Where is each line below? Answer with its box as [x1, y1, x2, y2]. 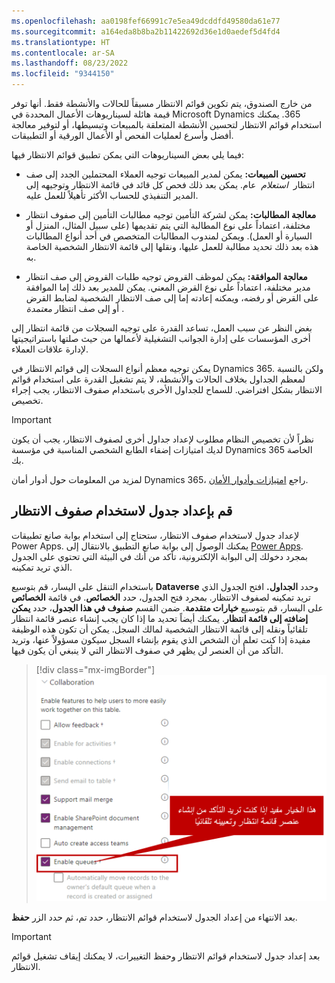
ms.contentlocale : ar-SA [11, 48, 115, 58]
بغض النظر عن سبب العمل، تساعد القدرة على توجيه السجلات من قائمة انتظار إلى [11, 322, 313, 334]
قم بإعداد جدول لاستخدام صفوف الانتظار [11, 503, 233, 520]
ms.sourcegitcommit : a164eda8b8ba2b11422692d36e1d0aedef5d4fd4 [11, 26, 281, 37]
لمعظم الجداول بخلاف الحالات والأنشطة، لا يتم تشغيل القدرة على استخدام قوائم [11, 373, 306, 385]
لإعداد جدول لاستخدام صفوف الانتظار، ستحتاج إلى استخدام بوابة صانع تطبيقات [11, 529, 300, 541]
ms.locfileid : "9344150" [11, 69, 115, 79]
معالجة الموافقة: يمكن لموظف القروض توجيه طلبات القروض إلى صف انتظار [25, 271, 308, 282]
